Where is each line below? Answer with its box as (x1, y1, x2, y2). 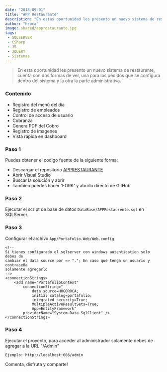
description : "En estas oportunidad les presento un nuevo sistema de (5, 16, 155, 21)
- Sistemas (7, 53, 30, 59)
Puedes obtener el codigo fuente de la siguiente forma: (5, 157, 118, 163)
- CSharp (7, 40, 26, 45)
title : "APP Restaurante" (5, 12, 59, 17)
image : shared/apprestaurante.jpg (5, 26, 77, 31)
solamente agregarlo (5, 267, 48, 272)
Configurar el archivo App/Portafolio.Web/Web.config (5, 235, 114, 242)
